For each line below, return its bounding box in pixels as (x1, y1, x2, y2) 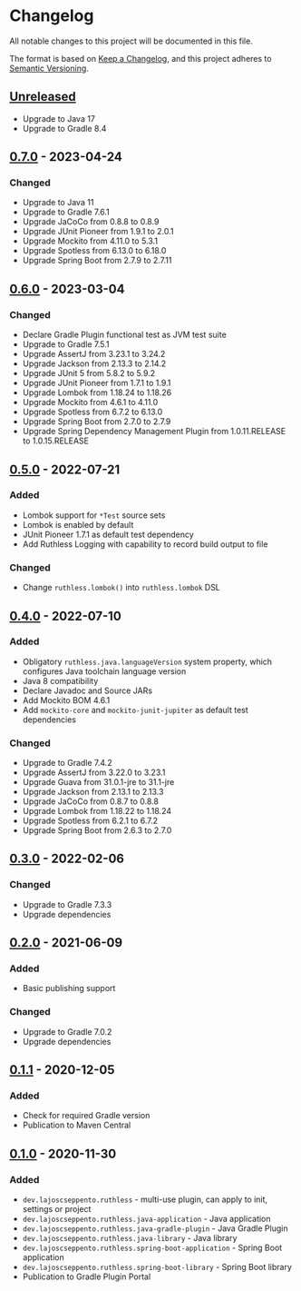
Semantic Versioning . (9, 63, 89, 74)
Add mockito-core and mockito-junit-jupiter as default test (22, 704, 249, 715)
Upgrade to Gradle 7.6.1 (22, 206, 111, 218)
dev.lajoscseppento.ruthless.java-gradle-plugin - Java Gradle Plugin (22, 1223, 288, 1234)
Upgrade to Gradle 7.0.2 (22, 1026, 112, 1037)
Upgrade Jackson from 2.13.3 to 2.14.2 (22, 358, 167, 369)
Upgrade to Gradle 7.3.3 (22, 899, 112, 909)
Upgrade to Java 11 (22, 197, 94, 208)
